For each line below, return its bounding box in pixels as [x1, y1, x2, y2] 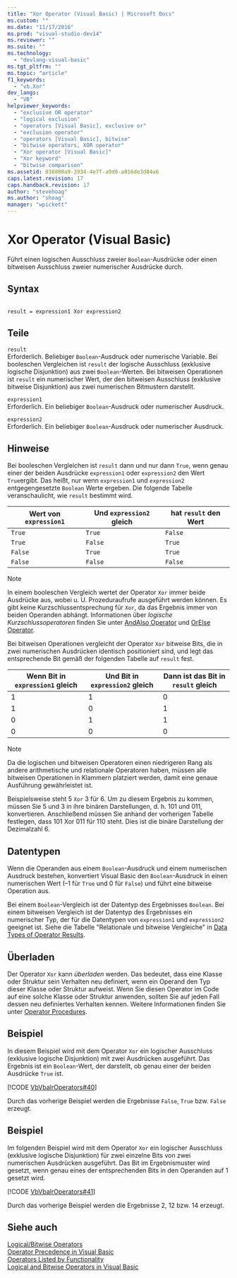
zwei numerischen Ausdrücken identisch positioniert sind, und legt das [7, 647, 214, 655]
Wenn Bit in [26, 672, 66, 681]
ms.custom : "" [7, 17, 49, 24]
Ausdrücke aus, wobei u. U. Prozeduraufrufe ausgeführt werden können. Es [7, 596, 227, 604]
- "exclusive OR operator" [13, 109, 93, 116]
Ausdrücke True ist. [7, 1069, 63, 1078]
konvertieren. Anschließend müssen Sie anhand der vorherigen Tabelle [7, 810, 214, 818]
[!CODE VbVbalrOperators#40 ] [7, 1083, 97, 1091]
